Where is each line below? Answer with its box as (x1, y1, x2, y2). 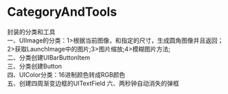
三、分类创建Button (7, 62, 62, 70)
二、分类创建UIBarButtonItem (7, 53, 91, 62)
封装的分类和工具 (7, 27, 56, 36)
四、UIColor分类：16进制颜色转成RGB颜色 (7, 70, 126, 79)
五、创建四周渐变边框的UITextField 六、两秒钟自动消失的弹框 (7, 79, 180, 87)
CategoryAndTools (7, 4, 117, 20)
